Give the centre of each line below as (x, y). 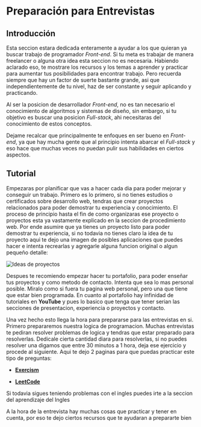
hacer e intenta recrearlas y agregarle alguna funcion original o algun (92, 246)
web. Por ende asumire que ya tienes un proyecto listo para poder (88, 226)
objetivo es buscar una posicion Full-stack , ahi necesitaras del (84, 117)
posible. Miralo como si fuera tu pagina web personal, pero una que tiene (97, 289)
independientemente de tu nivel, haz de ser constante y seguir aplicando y (99, 86)
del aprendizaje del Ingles (38, 399)
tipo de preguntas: (29, 358)
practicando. (22, 93)
